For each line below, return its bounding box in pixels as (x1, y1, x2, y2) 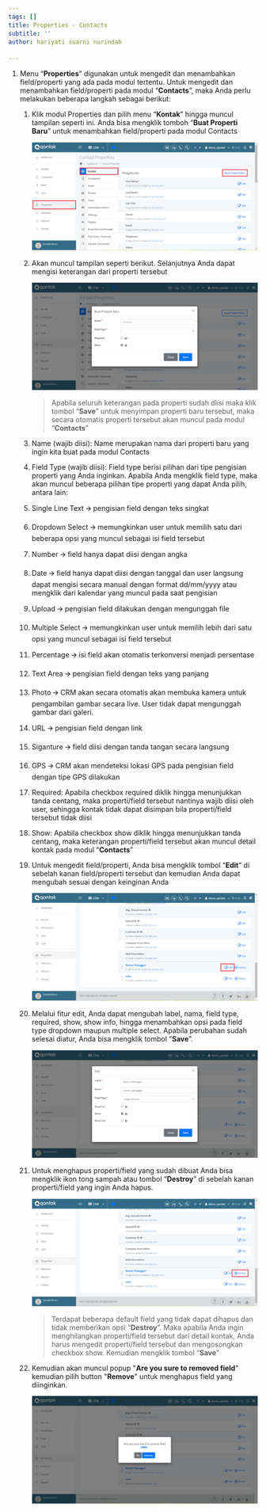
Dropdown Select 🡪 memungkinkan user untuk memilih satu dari (31, 523, 242, 532)
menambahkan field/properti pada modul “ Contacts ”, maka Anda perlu (19, 86, 251, 95)
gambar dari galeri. (31, 707, 94, 717)
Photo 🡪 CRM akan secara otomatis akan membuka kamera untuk (31, 687, 247, 697)
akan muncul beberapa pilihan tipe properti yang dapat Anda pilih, (31, 479, 247, 489)
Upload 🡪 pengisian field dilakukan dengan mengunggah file (31, 604, 230, 614)
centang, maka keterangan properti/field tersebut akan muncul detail (31, 836, 256, 847)
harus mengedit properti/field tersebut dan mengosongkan (51, 1339, 243, 1350)
